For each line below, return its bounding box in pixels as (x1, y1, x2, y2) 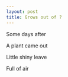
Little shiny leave (6, 53, 47, 60)
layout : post (6, 8, 38, 15)
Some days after (6, 30, 46, 37)
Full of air (6, 65, 29, 72)
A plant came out (6, 42, 48, 49)
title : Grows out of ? (6, 14, 62, 20)
